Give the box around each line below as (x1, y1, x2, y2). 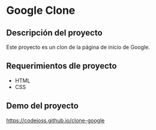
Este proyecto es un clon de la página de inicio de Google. (6, 43, 150, 51)
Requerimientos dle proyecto (6, 61, 117, 71)
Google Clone (6, 4, 76, 17)
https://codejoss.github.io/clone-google (6, 117, 105, 124)
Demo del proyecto (6, 101, 79, 111)
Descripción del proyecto (6, 28, 103, 38)
